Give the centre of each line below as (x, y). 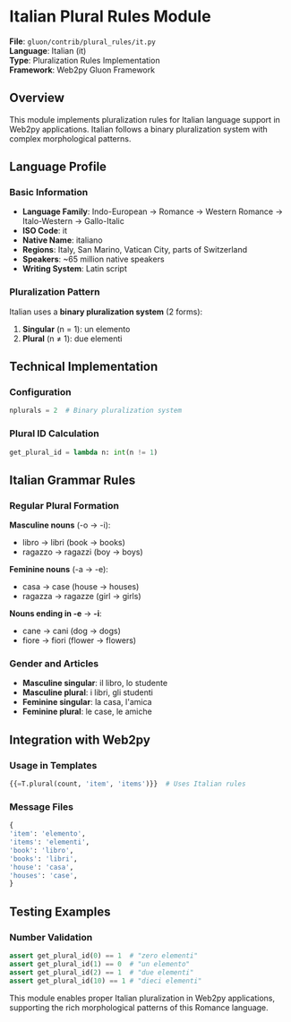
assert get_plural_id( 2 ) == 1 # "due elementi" (102, 972)
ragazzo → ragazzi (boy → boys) (82, 552)
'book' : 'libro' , (42, 850)
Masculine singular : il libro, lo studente (95, 683)
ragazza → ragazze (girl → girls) (81, 597)
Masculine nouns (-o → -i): (60, 525)
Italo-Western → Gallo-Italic (73, 221)
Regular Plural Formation (64, 505)
